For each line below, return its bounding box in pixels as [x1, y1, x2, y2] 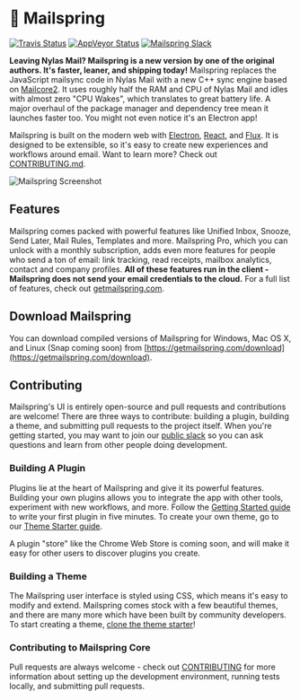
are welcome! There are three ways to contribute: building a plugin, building [9, 411, 289, 422]
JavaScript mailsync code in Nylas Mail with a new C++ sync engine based [9, 74, 287, 84]
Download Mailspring [9, 309, 132, 324]
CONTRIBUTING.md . [9, 158, 86, 169]
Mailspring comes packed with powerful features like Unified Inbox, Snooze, [9, 225, 292, 236]
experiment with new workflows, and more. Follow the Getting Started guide [9, 502, 291, 512]
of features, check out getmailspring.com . [9, 283, 164, 293]
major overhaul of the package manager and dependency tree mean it [9, 102, 269, 113]
